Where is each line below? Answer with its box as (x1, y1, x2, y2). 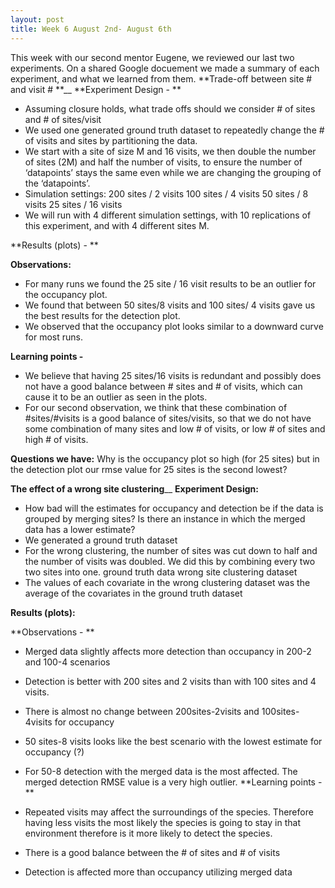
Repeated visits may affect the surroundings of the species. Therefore (24, 806, 314, 818)
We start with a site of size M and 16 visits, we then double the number (24, 145, 317, 157)
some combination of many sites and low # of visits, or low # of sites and (24, 422, 326, 435)
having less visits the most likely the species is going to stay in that (24, 816, 301, 828)
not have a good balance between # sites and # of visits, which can (24, 380, 303, 392)
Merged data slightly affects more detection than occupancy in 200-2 (24, 645, 312, 657)
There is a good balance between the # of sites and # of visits (24, 846, 281, 858)
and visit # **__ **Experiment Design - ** (10, 83, 182, 95)
